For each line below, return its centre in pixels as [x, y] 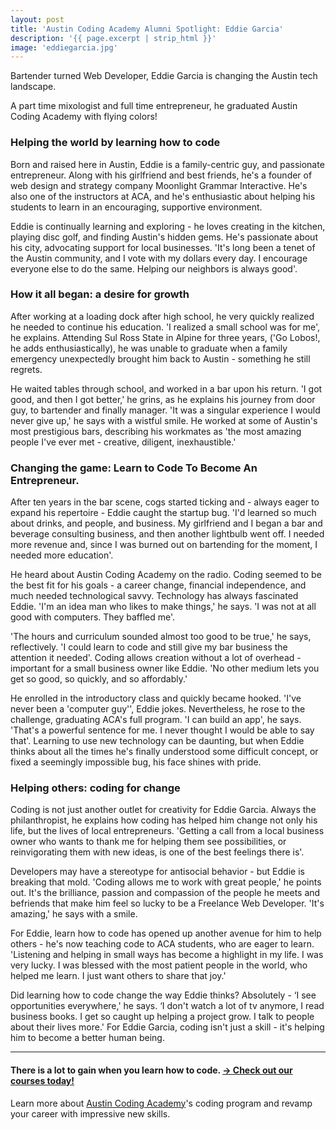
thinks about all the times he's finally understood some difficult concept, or [164, 752]
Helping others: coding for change [95, 788]
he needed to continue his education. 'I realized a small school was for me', [165, 327]
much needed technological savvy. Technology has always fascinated [154, 596]
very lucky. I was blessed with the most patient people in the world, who [159, 965]
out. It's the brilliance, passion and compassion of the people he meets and [165, 893]
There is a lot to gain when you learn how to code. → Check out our [151, 1070]
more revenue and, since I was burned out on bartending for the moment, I [164, 545]
